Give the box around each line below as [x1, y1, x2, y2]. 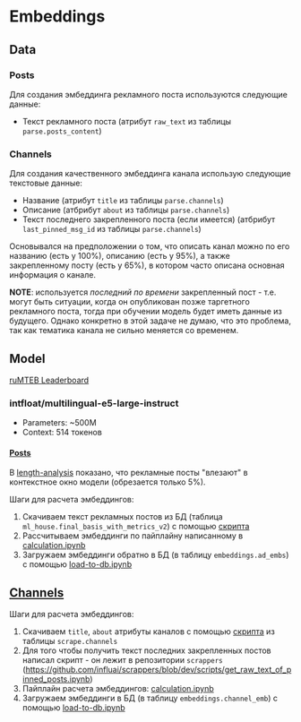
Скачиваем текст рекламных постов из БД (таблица [21, 511, 223, 522]
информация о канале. [9, 270, 97, 280]
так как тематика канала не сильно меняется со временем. [9, 325, 239, 336]
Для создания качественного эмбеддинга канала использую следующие [9, 168, 291, 179]
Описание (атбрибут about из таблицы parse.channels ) [21, 204, 230, 216]
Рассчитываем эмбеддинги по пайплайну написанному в [21, 530, 244, 541]
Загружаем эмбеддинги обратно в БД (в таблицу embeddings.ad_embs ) [21, 549, 289, 561]
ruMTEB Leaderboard [9, 374, 90, 385]
